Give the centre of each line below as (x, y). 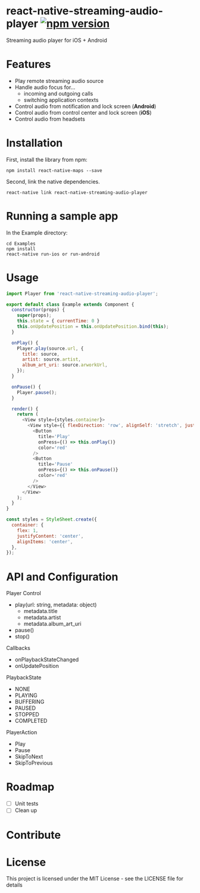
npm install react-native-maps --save (54, 170)
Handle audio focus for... (45, 87)
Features (29, 64)
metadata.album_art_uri (52, 624)
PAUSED (25, 708)
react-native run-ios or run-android (53, 254)
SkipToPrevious (34, 763)
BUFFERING (29, 702)
